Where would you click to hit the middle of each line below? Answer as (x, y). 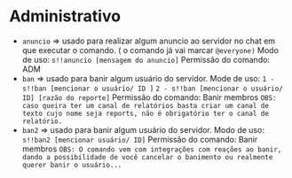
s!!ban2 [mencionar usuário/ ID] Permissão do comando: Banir (140, 139)
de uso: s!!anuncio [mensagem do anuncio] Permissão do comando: (146, 59)
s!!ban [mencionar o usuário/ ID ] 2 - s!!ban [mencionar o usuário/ (153, 89)
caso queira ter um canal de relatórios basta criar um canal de (145, 105)
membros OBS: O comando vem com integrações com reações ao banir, (152, 149)
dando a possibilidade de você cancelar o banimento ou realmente (147, 157)
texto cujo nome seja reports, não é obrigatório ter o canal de (145, 113)
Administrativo (65, 16)
